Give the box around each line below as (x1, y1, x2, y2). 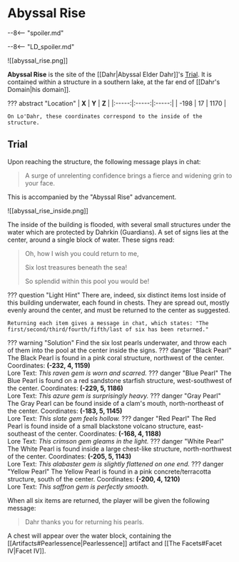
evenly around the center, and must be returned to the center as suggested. (7, 305, 230, 315)
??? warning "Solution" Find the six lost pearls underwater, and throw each (7, 338, 227, 347)
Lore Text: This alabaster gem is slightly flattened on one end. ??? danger (7, 459, 224, 468)
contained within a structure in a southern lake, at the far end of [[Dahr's (7, 77, 220, 86)
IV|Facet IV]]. (7, 546, 46, 555)
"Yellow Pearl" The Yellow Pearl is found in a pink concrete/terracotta (7, 467, 212, 476)
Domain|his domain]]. (7, 85, 71, 93)
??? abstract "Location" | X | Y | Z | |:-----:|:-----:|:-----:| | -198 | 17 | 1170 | (7, 98, 227, 108)
